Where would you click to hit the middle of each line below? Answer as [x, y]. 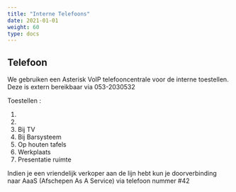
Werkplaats [34, 152]
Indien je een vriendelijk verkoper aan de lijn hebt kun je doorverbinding [112, 174]
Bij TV [26, 130]
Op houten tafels [42, 145]
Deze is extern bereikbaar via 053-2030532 [72, 87]
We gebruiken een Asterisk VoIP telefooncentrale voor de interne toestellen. [118, 79]
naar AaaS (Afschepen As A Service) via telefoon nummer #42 [99, 181]
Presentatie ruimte [45, 159]
